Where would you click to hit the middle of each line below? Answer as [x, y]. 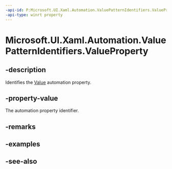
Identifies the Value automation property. [48, 82]
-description [26, 70]
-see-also [21, 162]
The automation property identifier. [42, 111]
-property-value [32, 98]
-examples [23, 144]
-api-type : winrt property [34, 15]
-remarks [20, 127]
